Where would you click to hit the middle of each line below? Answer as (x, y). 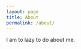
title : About (22, 17)
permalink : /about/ (31, 23)
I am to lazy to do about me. (41, 40)
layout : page (22, 12)
